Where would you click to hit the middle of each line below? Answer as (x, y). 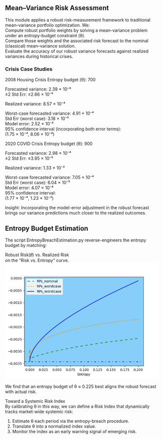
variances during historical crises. (39, 56)
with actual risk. (21, 391)
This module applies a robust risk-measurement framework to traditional (78, 20)
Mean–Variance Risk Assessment (57, 8)
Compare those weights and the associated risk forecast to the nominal (77, 41)
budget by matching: (26, 245)
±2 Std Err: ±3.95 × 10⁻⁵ (29, 158)
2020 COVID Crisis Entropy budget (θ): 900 (49, 144)
